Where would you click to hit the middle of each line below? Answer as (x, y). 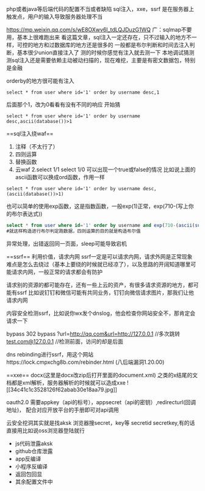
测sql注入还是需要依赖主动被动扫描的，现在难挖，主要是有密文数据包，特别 (101, 60)
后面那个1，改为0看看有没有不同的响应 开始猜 (63, 105)
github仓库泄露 (34, 451)
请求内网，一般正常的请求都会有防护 (57, 271)
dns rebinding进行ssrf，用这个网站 (50, 354)
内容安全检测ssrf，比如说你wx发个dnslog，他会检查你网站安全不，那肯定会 (101, 313)
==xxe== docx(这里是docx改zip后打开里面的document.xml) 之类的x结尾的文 (102, 375)
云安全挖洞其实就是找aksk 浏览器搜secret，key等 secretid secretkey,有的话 (101, 423)
